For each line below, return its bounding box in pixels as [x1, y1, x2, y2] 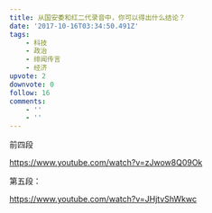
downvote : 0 [9, 80, 54, 89]
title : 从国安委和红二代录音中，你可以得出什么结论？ [9, 13, 186, 22]
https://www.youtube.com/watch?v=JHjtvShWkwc [9, 194, 198, 205]
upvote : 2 [9, 72, 47, 81]
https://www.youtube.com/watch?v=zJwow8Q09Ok [9, 157, 203, 168]
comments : [9, 96, 47, 106]
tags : [9, 30, 30, 39]
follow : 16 [9, 88, 51, 97]
